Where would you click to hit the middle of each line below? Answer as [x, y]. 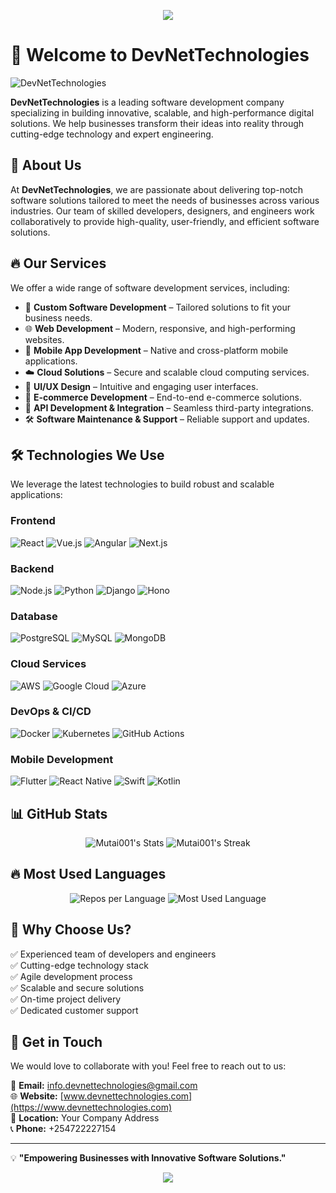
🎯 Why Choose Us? [71, 930]
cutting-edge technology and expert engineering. [112, 134]
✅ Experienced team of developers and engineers [113, 954]
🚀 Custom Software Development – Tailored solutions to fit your [158, 307]
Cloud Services [48, 664]
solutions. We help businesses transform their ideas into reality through [157, 123]
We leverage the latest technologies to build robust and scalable [142, 484]
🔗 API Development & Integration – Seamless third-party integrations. [169, 407]
